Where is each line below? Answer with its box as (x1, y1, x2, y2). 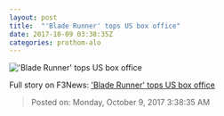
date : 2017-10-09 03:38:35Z (9, 29, 114, 38)
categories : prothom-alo (9, 37, 101, 47)
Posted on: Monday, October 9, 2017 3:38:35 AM (30, 97, 211, 108)
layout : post (9, 12, 58, 22)
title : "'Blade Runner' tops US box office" (9, 21, 180, 30)
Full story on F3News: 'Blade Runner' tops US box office (9, 79, 215, 90)
